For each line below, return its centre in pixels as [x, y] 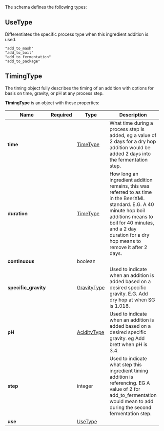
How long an [124, 174]
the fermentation [129, 159]
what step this [126, 364]
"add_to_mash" [20, 48]
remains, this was [130, 186]
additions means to [132, 216]
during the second [131, 407]
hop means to [125, 241]
